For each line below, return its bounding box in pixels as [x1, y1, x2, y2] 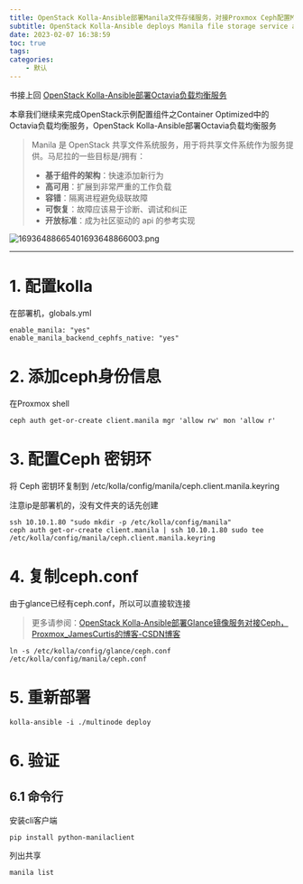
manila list [9, 868, 54, 877]
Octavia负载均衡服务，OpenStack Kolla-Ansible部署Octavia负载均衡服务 [9, 119, 277, 131]
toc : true [9, 38, 47, 48]
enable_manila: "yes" [9, 325, 91, 334]
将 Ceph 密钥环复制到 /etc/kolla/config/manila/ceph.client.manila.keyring [9, 480, 280, 491]
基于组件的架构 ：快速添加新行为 [44, 169, 164, 181]
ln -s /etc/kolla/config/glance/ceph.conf [9, 646, 171, 655]
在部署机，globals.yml [9, 307, 92, 318]
